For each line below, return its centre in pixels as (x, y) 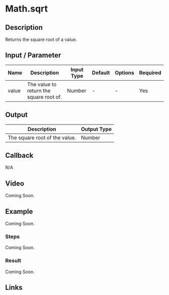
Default (101, 73)
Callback (19, 156)
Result (13, 261)
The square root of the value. (42, 138)
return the (39, 90)
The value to (42, 84)
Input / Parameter (33, 55)
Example (19, 212)
